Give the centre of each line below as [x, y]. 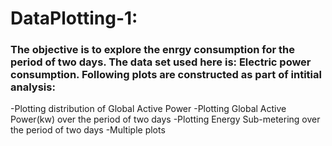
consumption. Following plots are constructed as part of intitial [166, 75]
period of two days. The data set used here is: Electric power [161, 62]
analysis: [33, 87]
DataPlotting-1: [74, 18]
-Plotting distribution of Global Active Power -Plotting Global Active [148, 109]
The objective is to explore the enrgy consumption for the [152, 50]
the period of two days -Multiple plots [88, 130]
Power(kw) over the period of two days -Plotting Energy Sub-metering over [165, 119]
